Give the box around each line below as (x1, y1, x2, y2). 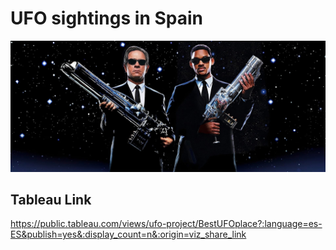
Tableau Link (10, 192, 92, 208)
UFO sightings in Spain (10, 7, 203, 30)
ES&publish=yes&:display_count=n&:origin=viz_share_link (10, 228, 247, 241)
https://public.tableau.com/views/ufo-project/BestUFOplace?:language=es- (10, 218, 323, 230)
